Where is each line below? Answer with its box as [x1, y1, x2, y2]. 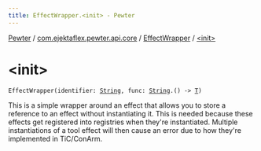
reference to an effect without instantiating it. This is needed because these [8, 109, 253, 118]
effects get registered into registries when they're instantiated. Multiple [8, 117, 238, 127]
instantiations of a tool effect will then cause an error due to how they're [8, 125, 242, 134]
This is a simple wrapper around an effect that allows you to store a [8, 100, 226, 110]
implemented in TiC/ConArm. [8, 134, 103, 143]
